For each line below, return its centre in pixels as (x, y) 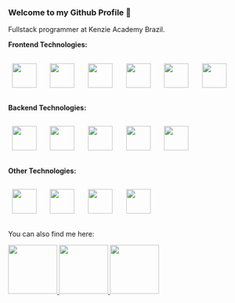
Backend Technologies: (47, 108)
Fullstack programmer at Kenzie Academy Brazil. (87, 30)
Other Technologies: (42, 171)
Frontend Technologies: (48, 45)
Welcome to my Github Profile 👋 (70, 13)
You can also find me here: (51, 233)
